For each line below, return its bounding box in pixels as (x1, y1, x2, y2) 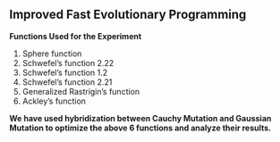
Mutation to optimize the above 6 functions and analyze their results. (9, 122, 271, 133)
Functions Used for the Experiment (9, 30, 142, 41)
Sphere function (21, 48, 82, 59)
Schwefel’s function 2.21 (21, 76, 113, 88)
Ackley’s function (21, 96, 87, 106)
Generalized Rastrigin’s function (21, 86, 140, 96)
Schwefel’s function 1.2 (21, 67, 108, 78)
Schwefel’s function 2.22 (21, 57, 115, 68)
